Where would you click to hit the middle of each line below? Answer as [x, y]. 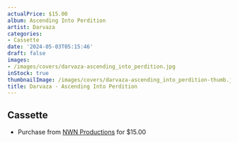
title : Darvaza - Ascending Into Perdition [73, 86]
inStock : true [28, 73]
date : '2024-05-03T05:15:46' [50, 47]
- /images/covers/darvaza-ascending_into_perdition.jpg [91, 67]
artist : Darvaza [31, 27]
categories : [25, 34]
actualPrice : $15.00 [38, 14]
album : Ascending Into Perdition [57, 21]
